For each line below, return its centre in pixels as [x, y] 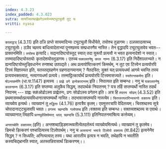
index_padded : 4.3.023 [28, 14]
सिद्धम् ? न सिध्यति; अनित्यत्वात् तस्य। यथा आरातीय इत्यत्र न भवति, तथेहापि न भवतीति [72, 136]
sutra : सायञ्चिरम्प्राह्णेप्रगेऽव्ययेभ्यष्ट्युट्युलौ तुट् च [40, 19]
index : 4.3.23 [20, 10]
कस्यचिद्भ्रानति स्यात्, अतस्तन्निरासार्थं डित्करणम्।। [45, 142]
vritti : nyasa [20, 24]
